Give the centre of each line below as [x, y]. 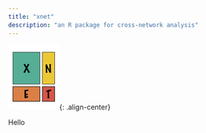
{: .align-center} [85, 107]
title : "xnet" [31, 17]
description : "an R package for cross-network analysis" [103, 25]
